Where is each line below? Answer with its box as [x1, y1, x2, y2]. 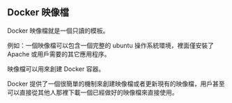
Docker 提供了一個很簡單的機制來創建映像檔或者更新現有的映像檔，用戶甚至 [7, 79, 225, 88]
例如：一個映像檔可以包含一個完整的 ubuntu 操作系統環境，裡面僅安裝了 [7, 41, 215, 49]
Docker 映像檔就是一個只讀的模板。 [7, 26, 109, 35]
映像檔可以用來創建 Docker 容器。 [7, 65, 105, 73]
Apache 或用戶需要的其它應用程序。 [7, 49, 111, 58]
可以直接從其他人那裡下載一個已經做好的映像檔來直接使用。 [7, 88, 178, 96]
